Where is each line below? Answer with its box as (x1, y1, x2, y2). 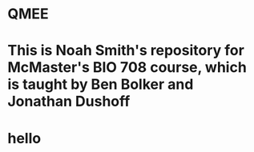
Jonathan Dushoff (7, 93, 131, 110)
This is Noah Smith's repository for (7, 42, 245, 60)
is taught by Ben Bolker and (7, 75, 194, 94)
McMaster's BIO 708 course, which (7, 58, 248, 77)
